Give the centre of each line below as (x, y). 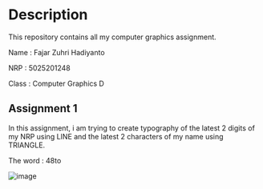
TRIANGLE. (27, 145)
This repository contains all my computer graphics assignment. (112, 37)
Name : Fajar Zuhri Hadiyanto (57, 52)
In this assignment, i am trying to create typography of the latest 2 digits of (131, 128)
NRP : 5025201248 (39, 68)
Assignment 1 (43, 109)
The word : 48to (35, 160)
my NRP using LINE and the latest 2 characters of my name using (116, 136)
